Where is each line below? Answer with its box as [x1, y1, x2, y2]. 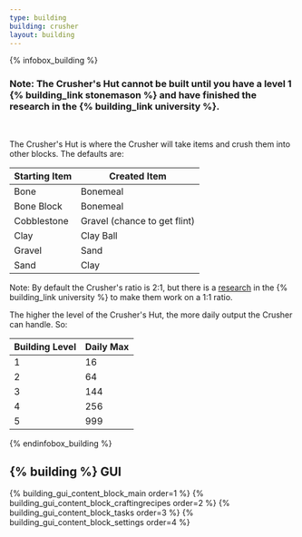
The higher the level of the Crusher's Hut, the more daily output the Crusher [9, 309, 293, 320]
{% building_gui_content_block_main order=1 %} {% [9, 488, 204, 499]
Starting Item [14, 170, 73, 182]
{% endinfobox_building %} [9, 437, 112, 449]
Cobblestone [14, 214, 69, 227]
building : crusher [9, 22, 79, 31]
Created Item [108, 170, 167, 182]
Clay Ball [80, 229, 118, 241]
